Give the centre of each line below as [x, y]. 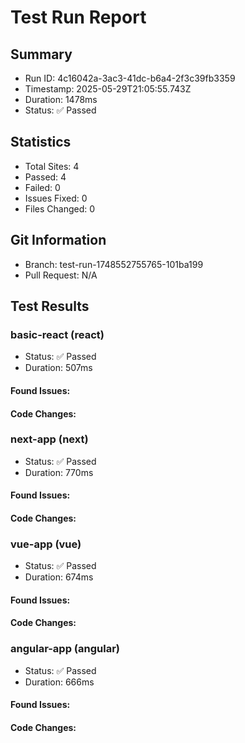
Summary [41, 54]
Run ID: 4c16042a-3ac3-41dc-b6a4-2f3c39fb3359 [130, 78]
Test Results [50, 306]
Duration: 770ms [59, 472]
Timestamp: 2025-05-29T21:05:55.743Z [108, 89]
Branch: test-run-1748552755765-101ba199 [114, 264]
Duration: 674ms [59, 577]
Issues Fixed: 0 [56, 198]
